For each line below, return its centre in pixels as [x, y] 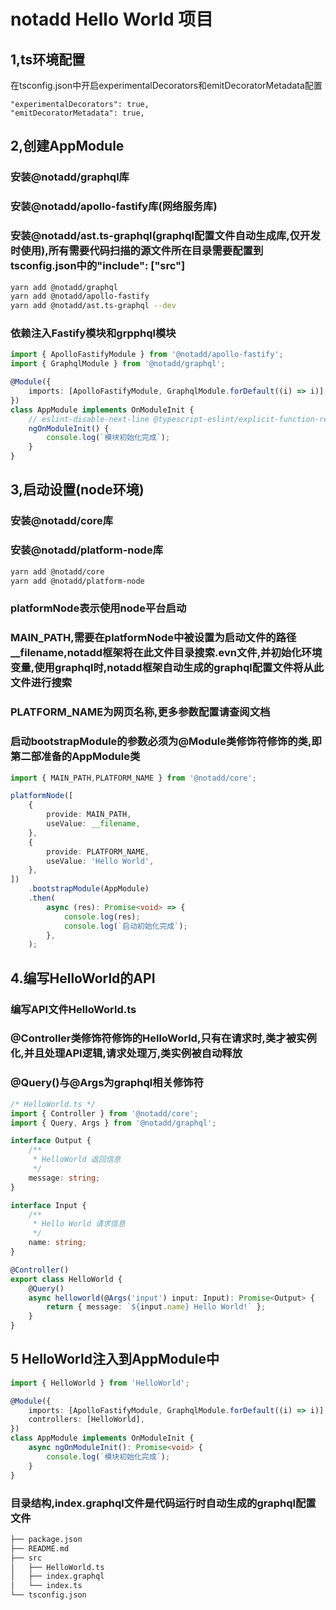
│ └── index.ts [46, 1586]
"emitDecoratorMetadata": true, [77, 113]
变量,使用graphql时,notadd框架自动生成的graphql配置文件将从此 [167, 668]
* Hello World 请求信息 [79, 1224]
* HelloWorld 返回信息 [77, 1160]
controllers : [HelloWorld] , [86, 1420]
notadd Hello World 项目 [112, 19]
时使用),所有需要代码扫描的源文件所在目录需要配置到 [137, 251]
